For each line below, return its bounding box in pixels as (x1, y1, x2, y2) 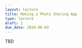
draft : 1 (5, 20, 23, 26)
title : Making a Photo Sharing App (5, 12, 78, 16)
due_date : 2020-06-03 (5, 25, 49, 30)
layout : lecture (5, 7, 38, 12)
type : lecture (5, 16, 34, 21)
